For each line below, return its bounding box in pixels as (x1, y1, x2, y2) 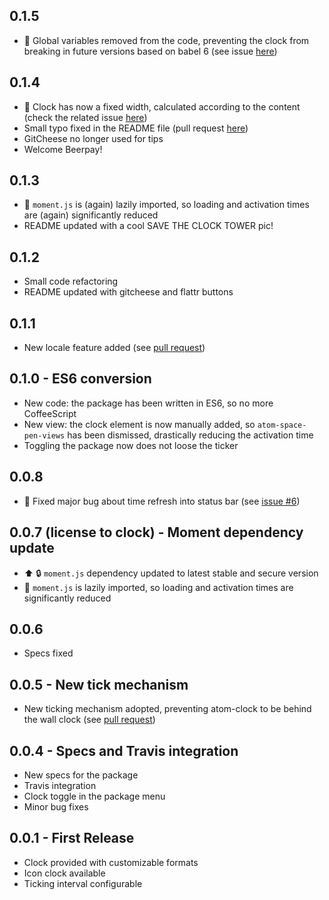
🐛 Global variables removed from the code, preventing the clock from (23, 34, 310, 46)
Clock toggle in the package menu (23, 790, 166, 802)
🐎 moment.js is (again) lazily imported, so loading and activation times (23, 199, 310, 211)
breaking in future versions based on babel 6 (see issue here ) (23, 45, 278, 57)
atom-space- (257, 420, 307, 430)
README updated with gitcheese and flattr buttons (23, 286, 234, 298)
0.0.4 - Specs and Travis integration (9, 742, 239, 759)
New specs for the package (23, 769, 139, 781)
